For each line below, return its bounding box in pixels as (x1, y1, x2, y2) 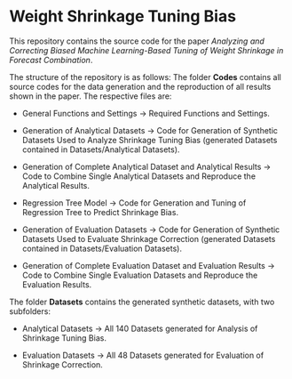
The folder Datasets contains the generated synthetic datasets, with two (9, 296, 275, 307)
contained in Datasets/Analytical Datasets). (21, 144, 180, 155)
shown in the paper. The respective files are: (9, 91, 172, 101)
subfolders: (9, 305, 51, 317)
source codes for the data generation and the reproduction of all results (9, 81, 272, 92)
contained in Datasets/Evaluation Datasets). (21, 243, 182, 254)
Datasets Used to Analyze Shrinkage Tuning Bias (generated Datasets (21, 134, 278, 145)
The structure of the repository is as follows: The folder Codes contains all (9, 71, 281, 82)
